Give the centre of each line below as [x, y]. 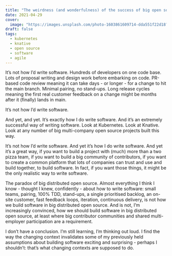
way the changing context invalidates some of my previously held [74, 237]
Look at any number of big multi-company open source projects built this [82, 131]
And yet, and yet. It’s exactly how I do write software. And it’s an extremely [84, 120]
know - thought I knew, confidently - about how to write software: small [81, 189]
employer [15, 222]
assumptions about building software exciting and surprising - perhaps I [81, 243]
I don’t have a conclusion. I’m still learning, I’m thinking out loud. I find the [83, 231]
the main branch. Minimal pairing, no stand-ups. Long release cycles [78, 89]
